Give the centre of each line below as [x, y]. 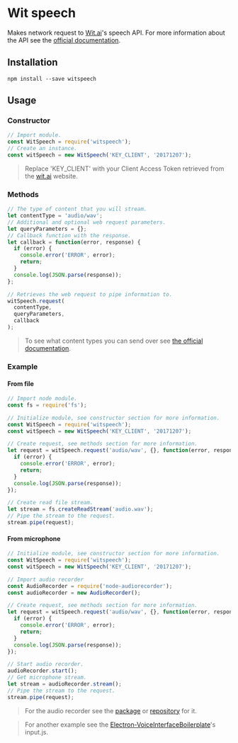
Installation [33, 63]
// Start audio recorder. [45, 664]
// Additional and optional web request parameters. [87, 222]
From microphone [34, 538]
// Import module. [34, 135]
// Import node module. [42, 399]
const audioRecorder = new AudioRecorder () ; [74, 593]
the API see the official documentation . [64, 40]
